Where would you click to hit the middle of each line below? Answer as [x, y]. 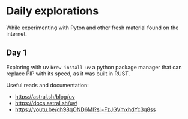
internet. [17, 33]
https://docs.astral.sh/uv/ [46, 103]
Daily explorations [53, 11]
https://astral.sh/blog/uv [45, 96]
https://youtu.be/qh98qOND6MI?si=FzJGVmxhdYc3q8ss [85, 109]
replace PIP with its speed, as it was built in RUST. [68, 74]
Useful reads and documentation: [47, 85]
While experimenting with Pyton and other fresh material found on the [92, 28]
